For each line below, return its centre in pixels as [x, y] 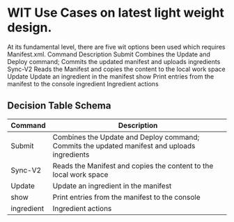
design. [30, 27]
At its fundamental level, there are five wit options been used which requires [116, 47]
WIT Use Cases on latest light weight [116, 13]
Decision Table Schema [59, 106]
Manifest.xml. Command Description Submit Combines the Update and [109, 54]
